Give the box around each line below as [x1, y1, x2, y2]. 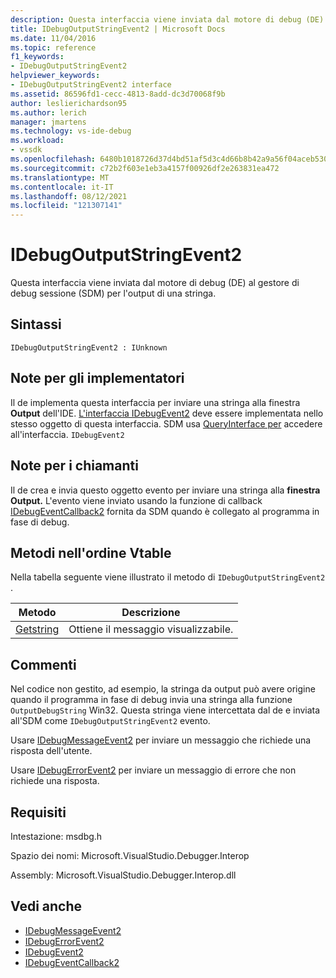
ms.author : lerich [10, 107, 87, 118]
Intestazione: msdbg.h [10, 830, 103, 842]
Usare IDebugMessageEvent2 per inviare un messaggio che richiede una [10, 734, 312, 746]
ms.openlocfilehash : [10, 154, 97, 164]
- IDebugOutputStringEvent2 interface [10, 80, 172, 90]
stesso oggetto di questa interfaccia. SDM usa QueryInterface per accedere [10, 417, 323, 430]
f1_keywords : [10, 52, 65, 62]
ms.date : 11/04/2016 [10, 33, 97, 43]
